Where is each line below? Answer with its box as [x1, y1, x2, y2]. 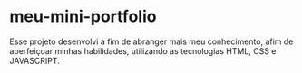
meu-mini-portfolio [9, 6, 157, 27]
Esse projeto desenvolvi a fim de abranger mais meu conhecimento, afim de [9, 36, 294, 47]
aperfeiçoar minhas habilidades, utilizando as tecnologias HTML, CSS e [9, 45, 277, 56]
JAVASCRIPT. [9, 55, 61, 66]
